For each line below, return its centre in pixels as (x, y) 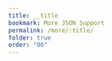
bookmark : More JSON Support (56, 23)
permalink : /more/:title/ (51, 30)
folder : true (30, 38)
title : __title (33, 15)
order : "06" (28, 45)
